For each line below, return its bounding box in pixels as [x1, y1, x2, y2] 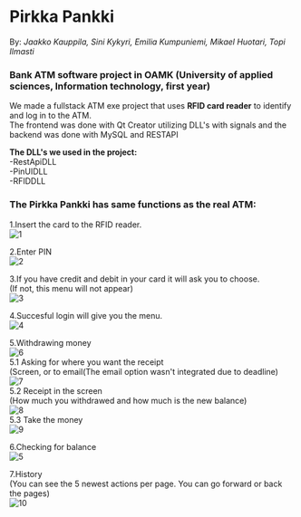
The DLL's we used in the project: [9, 147, 138, 158]
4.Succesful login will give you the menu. [9, 310, 163, 321]
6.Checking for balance [9, 441, 97, 452]
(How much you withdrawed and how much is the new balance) [9, 395, 248, 406]
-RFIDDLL [9, 176, 46, 187]
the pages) [9, 487, 50, 499]
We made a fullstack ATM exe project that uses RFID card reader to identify [9, 101, 292, 111]
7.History [9, 468, 43, 479]
